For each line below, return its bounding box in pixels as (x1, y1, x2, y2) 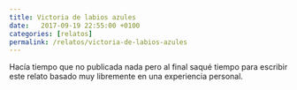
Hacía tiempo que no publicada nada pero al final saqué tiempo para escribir (9, 62, 288, 72)
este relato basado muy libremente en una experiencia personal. (9, 71, 243, 82)
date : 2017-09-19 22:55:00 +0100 (9, 21, 141, 30)
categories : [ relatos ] (9, 29, 93, 38)
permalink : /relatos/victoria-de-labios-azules (9, 37, 188, 47)
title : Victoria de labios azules (9, 12, 137, 22)
